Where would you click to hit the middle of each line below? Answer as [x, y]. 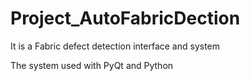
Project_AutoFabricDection [125, 18]
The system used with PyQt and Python [92, 65]
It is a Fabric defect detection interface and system [115, 46]
